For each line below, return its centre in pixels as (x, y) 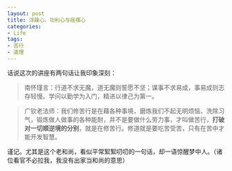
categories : (24, 26)
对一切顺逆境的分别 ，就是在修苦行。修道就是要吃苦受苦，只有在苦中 (121, 128)
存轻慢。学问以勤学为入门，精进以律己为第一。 (91, 96)
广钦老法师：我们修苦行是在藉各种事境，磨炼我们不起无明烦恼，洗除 (121, 111)
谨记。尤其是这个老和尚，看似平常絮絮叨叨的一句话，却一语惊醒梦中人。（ (112, 151)
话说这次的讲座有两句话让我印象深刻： (62, 73)
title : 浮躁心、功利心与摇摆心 (46, 20)
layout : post (26, 13)
